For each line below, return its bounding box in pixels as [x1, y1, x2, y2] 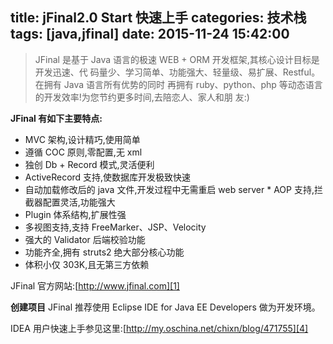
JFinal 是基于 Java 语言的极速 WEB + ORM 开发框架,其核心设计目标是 [34, 53, 320, 65]
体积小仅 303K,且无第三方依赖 [24, 258, 150, 270]
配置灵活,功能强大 [42, 196, 116, 208]
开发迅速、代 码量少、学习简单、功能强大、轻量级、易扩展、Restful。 [34, 66, 321, 78]
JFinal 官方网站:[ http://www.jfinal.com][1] [10, 279, 180, 292]
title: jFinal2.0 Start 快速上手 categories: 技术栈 [10, 9, 307, 27]
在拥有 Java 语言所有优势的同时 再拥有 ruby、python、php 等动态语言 [34, 78, 323, 90]
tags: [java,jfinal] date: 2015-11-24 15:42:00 [10, 26, 290, 43]
